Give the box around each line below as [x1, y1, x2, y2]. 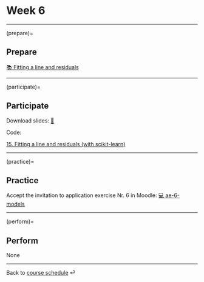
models [6, 201, 25, 208]
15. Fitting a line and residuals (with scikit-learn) [6, 140, 126, 147]
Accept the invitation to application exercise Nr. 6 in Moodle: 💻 [6, 192, 165, 199]
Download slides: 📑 [6, 116, 55, 124]
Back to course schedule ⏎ [6, 269, 75, 277]
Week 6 [6, 4, 46, 18]
